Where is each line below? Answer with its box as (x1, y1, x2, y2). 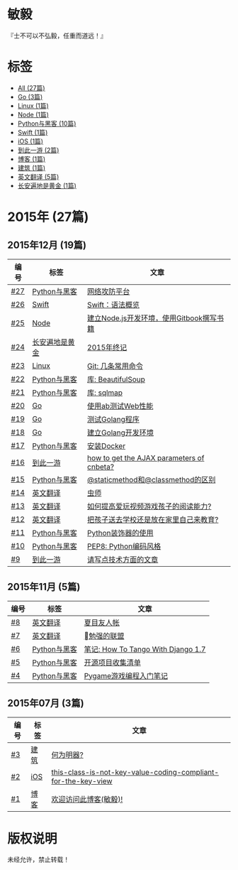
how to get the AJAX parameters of (87, 452, 205, 462)
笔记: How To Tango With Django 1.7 (84, 644, 206, 654)
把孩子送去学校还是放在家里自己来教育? (87, 514, 219, 524)
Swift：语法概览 (87, 300, 140, 310)
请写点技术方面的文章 (87, 555, 159, 565)
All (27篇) (17, 83, 45, 92)
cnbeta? (87, 462, 115, 472)
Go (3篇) (17, 92, 43, 101)
